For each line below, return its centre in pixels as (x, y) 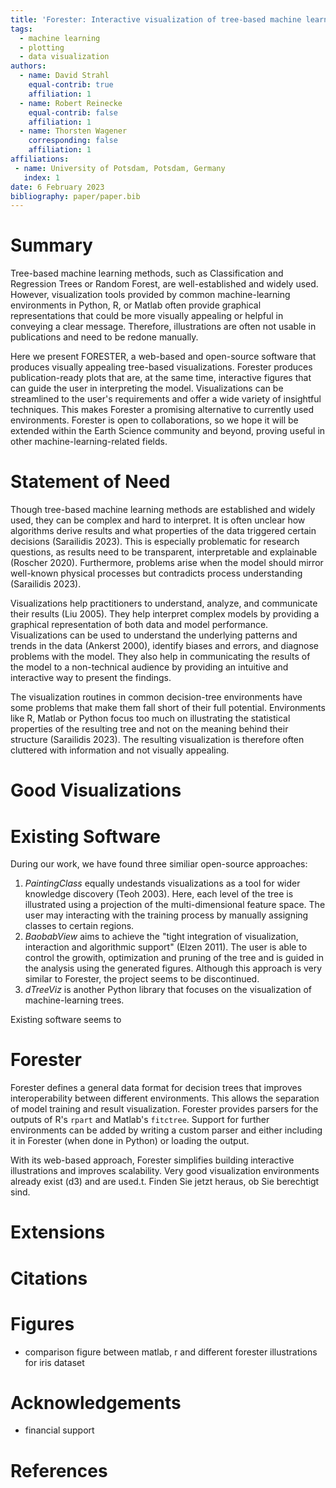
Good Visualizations (96, 790)
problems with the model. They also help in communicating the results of (160, 657)
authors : (28, 66)
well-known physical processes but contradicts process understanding (156, 573)
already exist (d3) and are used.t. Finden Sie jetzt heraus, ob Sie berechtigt (165, 1182)
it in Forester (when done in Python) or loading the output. (130, 1141)
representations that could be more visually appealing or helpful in (147, 316)
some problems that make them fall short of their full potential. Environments (168, 708)
